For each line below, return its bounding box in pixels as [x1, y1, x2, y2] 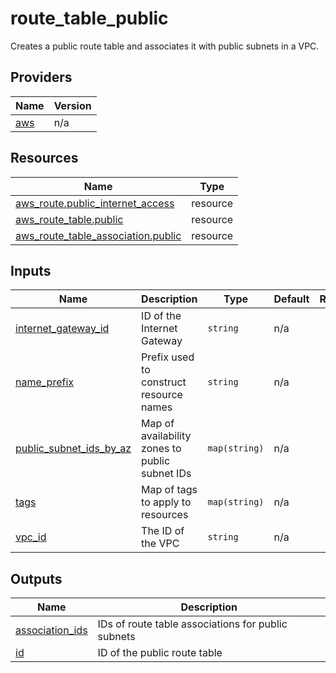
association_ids [15, 623, 88, 637]
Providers [10, 69, 73, 86]
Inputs [10, 262, 52, 279]
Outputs [10, 570, 63, 587]
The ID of [141, 524, 185, 538]
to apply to [141, 495, 192, 509]
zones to [141, 442, 182, 456]
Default [273, 292, 310, 306]
